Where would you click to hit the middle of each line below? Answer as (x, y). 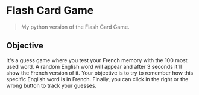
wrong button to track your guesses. (52, 85)
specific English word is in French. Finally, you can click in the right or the (97, 79)
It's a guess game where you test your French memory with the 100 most (97, 60)
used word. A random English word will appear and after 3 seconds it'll (94, 66)
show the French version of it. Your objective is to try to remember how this (100, 73)
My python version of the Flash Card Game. (75, 27)
